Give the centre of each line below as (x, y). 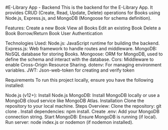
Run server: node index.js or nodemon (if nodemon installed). (69, 122)
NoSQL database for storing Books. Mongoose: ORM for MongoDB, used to (84, 54)
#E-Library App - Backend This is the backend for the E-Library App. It (79, 7)
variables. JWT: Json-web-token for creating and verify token (70, 70)
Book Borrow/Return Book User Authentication (54, 33)
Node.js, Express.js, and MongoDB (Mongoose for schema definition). (78, 18)
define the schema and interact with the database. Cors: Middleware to (79, 59)
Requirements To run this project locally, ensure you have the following (79, 80)
